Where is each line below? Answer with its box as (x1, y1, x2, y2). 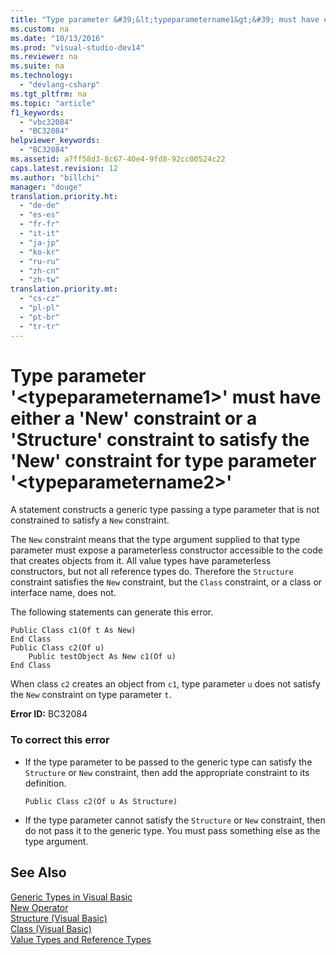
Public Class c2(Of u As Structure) (24, 796, 178, 806)
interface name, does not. (10, 587, 117, 599)
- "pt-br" (19, 312, 60, 322)
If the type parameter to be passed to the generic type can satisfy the (24, 756, 313, 768)
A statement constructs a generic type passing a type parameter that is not (10, 504, 320, 516)
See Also (10, 864, 67, 881)
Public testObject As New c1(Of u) (28, 652, 177, 662)
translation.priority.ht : (10, 191, 118, 201)
